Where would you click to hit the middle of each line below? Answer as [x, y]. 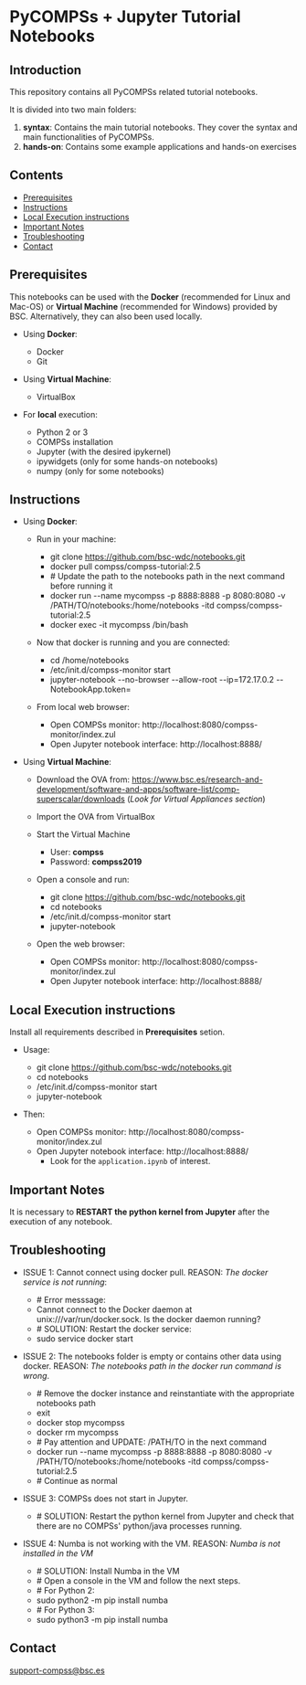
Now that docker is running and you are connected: [133, 642]
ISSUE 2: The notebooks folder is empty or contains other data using [152, 1356]
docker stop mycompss [80, 1422]
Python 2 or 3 [62, 432]
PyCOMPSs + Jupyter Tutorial [125, 17]
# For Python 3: [65, 1609]
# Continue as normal [77, 1480]
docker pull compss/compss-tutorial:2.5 [125, 567]
